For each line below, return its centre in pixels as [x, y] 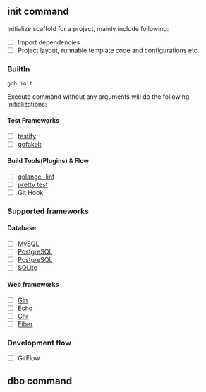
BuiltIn [19, 69]
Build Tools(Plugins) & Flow [48, 161]
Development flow [40, 343]
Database [22, 228]
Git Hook [30, 192]
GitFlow [29, 358]
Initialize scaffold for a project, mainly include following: [88, 28]
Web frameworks [33, 284]
